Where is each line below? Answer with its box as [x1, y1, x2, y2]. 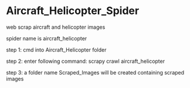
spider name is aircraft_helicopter [6, 35, 87, 42]
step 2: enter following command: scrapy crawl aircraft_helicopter [6, 57, 165, 65]
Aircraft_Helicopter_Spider [6, 4, 140, 18]
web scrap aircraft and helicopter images [6, 23, 106, 31]
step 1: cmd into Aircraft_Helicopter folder [6, 46, 107, 53]
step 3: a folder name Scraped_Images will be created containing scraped [6, 69, 185, 76]
